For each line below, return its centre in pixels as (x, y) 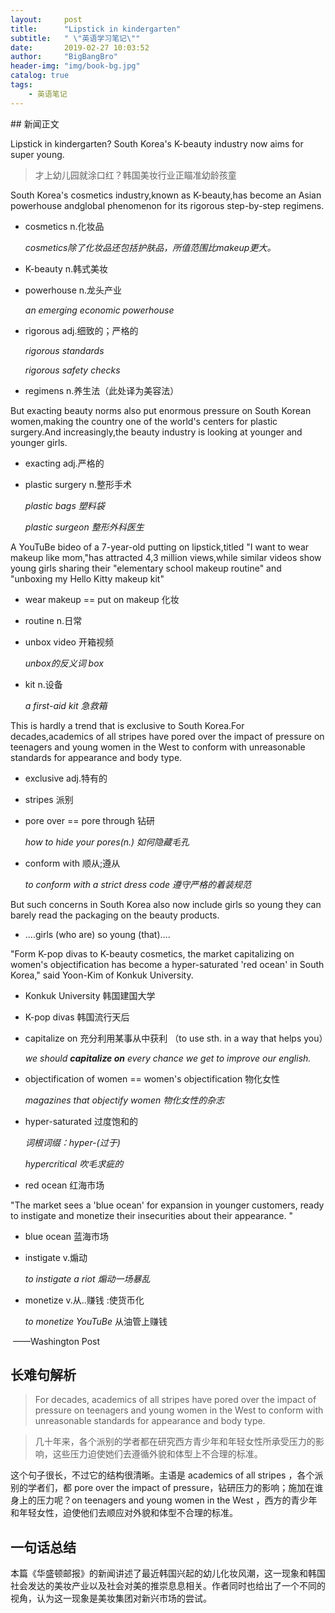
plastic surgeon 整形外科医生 (84, 527)
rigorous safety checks (72, 370)
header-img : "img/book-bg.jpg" (75, 66)
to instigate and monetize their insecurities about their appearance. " (151, 1215)
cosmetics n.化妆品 (64, 226)
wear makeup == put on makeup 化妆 (102, 599)
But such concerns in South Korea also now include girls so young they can (166, 904)
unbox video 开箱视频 (69, 642)
